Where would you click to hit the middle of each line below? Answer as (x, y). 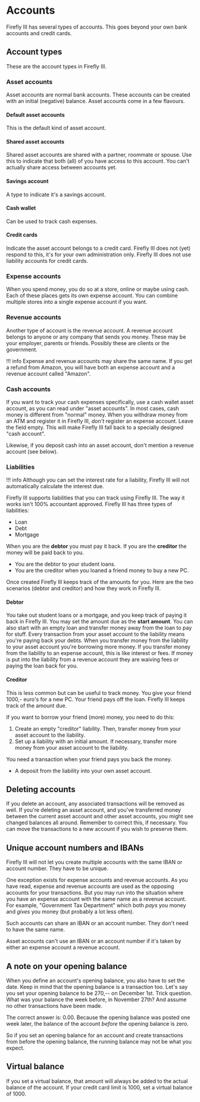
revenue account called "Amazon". (49, 374)
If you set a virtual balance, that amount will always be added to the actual (97, 1081)
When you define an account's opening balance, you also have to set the (96, 980)
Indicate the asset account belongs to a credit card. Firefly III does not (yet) (99, 249)
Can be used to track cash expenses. (52, 221)
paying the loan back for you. (42, 666)
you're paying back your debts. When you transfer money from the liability (97, 641)
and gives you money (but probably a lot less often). (70, 912)
